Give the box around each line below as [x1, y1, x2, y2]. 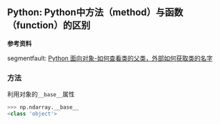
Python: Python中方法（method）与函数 [7, 6, 184, 19]
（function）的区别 [7, 19, 91, 31]
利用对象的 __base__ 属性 [7, 90, 75, 98]
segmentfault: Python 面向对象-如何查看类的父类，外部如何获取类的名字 [7, 54, 213, 62]
